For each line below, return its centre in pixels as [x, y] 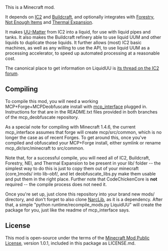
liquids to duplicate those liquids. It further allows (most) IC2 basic [73, 42]
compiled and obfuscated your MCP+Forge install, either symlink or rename [83, 142]
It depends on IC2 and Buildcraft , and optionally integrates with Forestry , [80, 17]
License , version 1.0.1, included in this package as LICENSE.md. [70, 243]
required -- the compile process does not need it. [56, 184]
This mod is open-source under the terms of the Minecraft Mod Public [77, 237]
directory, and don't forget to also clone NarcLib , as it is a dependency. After [84, 199]
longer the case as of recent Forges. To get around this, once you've [76, 137]
